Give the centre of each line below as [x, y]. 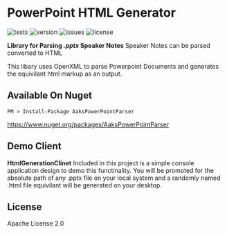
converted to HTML [35, 53]
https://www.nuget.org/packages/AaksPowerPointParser [88, 124]
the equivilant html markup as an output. [65, 74]
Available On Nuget [49, 95]
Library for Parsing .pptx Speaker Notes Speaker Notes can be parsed [109, 45]
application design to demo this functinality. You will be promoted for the [111, 170]
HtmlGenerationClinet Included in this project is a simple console [101, 163]
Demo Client [34, 146]
